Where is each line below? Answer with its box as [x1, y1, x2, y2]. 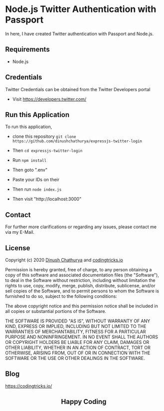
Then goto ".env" [12, 167, 48, 173]
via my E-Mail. [5, 229, 35, 235]
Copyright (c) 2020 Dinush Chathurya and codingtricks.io [5, 257, 123, 263]
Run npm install [12, 157, 47, 163]
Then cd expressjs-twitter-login [12, 148, 83, 154]
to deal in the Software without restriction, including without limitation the [5, 277, 156, 283]
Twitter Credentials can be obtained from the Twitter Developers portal [5, 86, 151, 92]
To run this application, [5, 124, 52, 130]
